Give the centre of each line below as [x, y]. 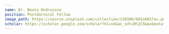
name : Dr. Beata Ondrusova [33, 10]
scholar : [14, 24]
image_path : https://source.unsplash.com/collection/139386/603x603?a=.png [86, 19]
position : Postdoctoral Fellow [38, 14]
